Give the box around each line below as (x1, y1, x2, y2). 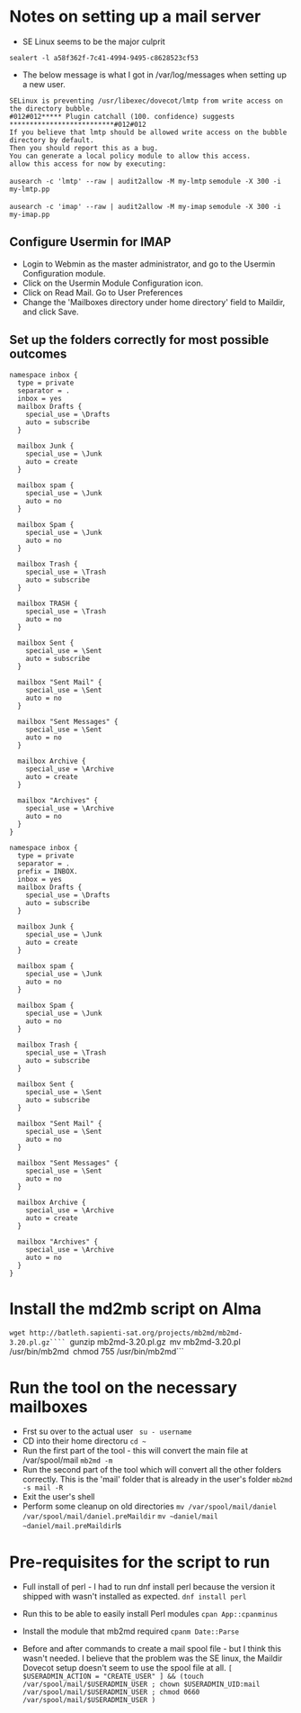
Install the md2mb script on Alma (9, 1299, 262, 1319)
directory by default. (9, 135, 94, 145)
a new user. (22, 78, 66, 89)
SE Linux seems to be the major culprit (22, 36, 166, 47)
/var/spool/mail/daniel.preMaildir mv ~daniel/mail (22, 1512, 218, 1521)
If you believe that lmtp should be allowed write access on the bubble (9, 128, 288, 137)
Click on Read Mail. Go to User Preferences (22, 286, 183, 298)
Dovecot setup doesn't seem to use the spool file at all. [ (22, 1663, 233, 1673)
